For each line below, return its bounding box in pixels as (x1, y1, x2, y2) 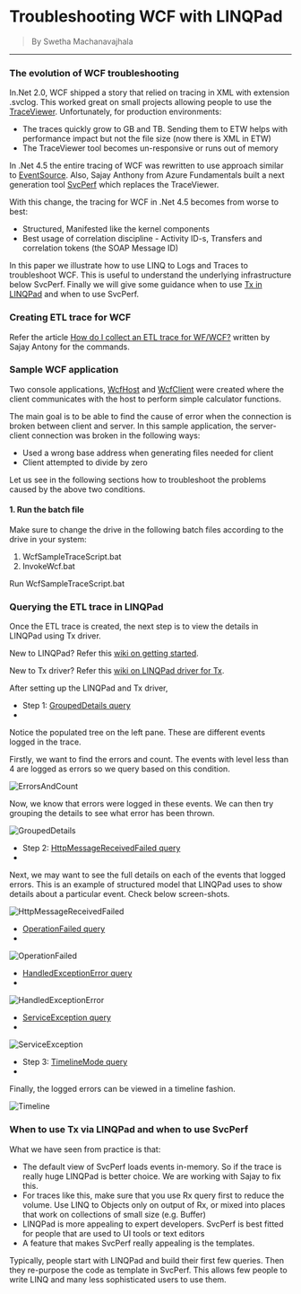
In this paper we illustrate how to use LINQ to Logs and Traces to (9, 260, 249, 271)
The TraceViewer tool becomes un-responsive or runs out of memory (21, 143, 279, 154)
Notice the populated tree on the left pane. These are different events (9, 727, 266, 738)
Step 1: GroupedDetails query (21, 700, 132, 711)
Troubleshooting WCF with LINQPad (9, 6, 283, 27)
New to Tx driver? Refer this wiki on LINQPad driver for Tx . (9, 665, 225, 676)
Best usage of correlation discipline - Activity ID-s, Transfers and (21, 233, 262, 244)
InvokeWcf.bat (21, 561, 76, 572)
